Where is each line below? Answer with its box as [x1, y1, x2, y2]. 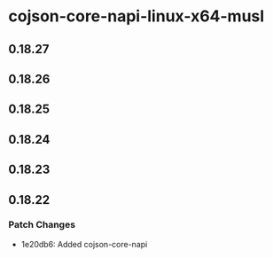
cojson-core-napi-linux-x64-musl [8, 6, 265, 27]
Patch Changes [8, 219, 76, 231]
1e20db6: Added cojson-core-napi [20, 238, 148, 249]
